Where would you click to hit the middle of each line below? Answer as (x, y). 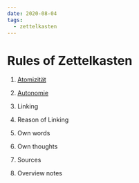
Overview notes (39, 173)
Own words (34, 133)
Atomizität (31, 79)
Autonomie (33, 93)
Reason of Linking (43, 120)
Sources (29, 160)
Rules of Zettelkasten (70, 60)
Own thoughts (37, 146)
